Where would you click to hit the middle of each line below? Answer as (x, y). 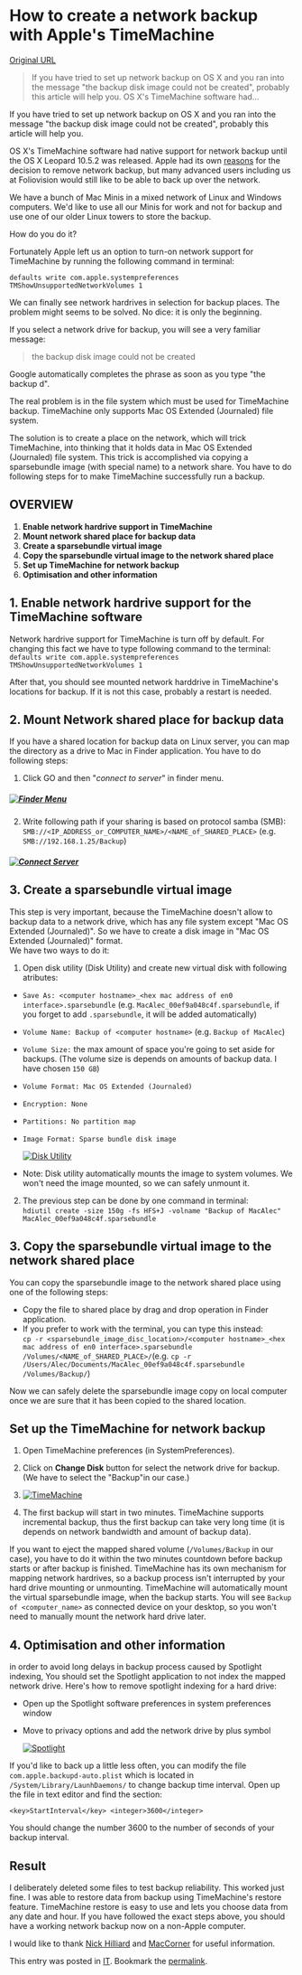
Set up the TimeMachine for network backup (137, 1429)
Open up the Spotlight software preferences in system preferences (147, 1704)
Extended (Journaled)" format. (66, 940)
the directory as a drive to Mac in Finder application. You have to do (135, 751)
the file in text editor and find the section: (86, 1794)
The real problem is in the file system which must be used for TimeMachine (149, 401)
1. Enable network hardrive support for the (131, 603)
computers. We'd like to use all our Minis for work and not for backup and (146, 207)
